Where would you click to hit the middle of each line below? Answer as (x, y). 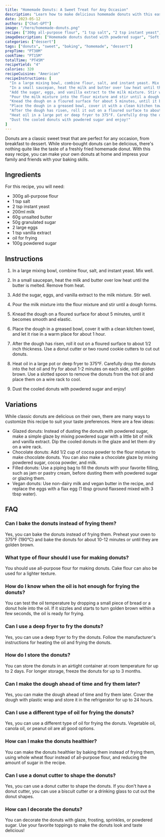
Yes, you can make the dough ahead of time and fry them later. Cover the (79, 695)
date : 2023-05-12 (23, 19)
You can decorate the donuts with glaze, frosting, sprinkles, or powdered (79, 820)
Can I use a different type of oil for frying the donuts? (69, 713)
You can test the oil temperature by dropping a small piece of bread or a (78, 603)
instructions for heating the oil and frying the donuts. (58, 642)
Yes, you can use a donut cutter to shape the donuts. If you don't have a (78, 786)
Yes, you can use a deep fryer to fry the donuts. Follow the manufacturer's (81, 637)
